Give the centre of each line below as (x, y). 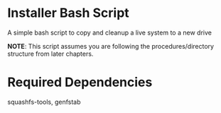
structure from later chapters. (50, 54)
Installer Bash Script (68, 13)
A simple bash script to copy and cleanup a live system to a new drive (109, 32)
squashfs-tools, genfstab (44, 102)
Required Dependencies (80, 82)
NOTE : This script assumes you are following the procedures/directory (111, 46)
